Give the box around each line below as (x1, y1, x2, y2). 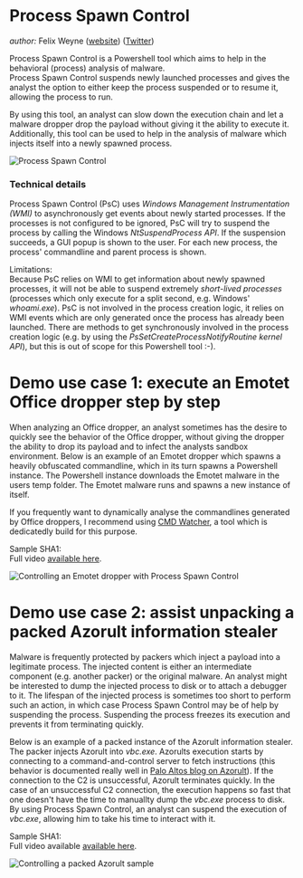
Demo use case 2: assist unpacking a (9, 603, 295, 623)
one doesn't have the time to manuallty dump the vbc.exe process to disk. (9, 794, 286, 806)
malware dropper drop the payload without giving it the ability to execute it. (9, 119, 289, 129)
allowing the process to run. (9, 91, 113, 102)
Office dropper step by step (9, 392, 222, 413)
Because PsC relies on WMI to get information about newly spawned (9, 273, 265, 285)
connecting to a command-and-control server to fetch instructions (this (9, 756, 276, 767)
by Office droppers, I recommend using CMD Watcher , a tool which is (9, 517, 269, 528)
